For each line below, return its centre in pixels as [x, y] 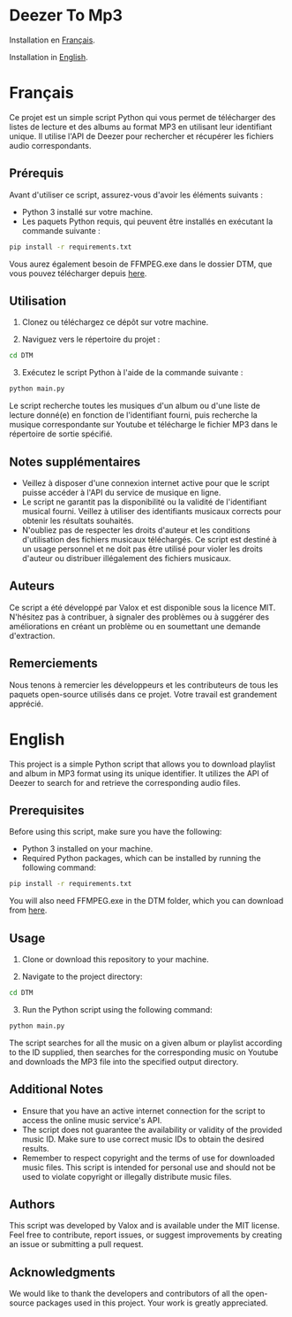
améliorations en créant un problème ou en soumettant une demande [135, 626]
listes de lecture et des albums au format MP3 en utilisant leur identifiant [141, 127]
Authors [32, 1204]
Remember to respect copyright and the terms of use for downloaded [148, 1158]
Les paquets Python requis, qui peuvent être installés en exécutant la [147, 221]
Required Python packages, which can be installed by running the [142, 859]
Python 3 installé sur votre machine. [87, 212]
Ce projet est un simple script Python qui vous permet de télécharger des [142, 117]
